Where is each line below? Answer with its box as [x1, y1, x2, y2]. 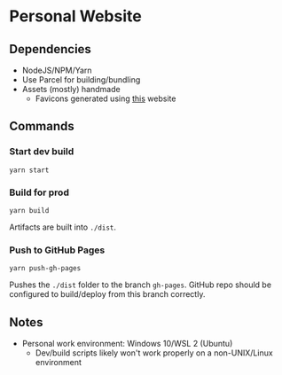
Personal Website [9, 6, 142, 27]
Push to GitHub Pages [9, 244, 106, 256]
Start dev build [9, 145, 74, 158]
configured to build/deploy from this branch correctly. [9, 289, 206, 300]
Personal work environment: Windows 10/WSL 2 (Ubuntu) [21, 339, 233, 349]
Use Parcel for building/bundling [21, 74, 141, 85]
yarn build [9, 206, 50, 215]
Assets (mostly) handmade [21, 84, 121, 94]
